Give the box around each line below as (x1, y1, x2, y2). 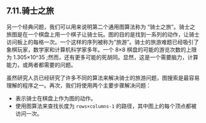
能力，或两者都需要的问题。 (6, 61, 77, 68)
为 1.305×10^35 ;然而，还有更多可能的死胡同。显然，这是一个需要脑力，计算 (6, 54, 199, 61)
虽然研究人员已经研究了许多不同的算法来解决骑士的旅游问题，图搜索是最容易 (6, 74, 200, 81)
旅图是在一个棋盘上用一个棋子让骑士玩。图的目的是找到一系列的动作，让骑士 (6, 30, 200, 38)
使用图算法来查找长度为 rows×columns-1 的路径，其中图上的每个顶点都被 (15, 102, 197, 110)
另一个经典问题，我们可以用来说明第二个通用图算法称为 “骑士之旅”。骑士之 (6, 23, 196, 30)
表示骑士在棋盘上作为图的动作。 (15, 94, 96, 102)
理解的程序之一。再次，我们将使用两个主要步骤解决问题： (6, 82, 151, 89)
